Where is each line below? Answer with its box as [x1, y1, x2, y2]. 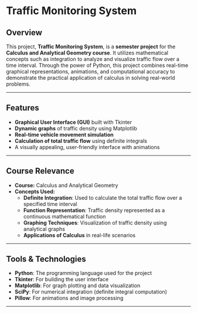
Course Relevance [6, 166, 74, 176]
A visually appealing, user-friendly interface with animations [14, 143, 160, 150]
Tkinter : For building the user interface [14, 276, 109, 283]
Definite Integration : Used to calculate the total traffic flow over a [23, 194, 182, 201]
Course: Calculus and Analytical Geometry [14, 181, 118, 189]
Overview [6, 28, 43, 38]
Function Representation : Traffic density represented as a [23, 207, 165, 214]
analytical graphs [23, 225, 66, 233]
